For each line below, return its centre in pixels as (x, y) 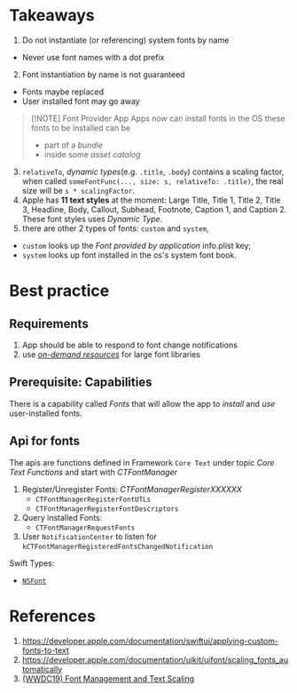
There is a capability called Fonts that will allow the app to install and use (142, 403)
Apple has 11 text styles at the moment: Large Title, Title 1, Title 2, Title (151, 200)
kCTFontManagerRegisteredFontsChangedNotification (117, 546)
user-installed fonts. (46, 413)
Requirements (49, 324)
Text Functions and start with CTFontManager (94, 472)
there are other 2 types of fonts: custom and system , (116, 228)
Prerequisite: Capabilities (81, 382)
